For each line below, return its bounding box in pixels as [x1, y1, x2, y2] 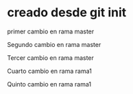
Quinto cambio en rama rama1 [7, 80, 91, 88]
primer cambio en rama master [7, 27, 95, 35]
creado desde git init [7, 5, 127, 20]
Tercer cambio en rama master [7, 53, 95, 62]
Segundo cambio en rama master [7, 40, 101, 48]
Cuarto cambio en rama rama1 [7, 67, 93, 75]
